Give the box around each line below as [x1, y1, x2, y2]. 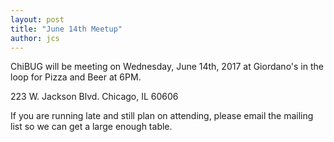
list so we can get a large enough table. [10, 121, 173, 133]
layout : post [10, 14, 65, 25]
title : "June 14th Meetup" [10, 24, 123, 34]
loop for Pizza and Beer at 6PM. [10, 71, 142, 83]
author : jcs [10, 33, 60, 43]
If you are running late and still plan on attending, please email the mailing [10, 110, 314, 122]
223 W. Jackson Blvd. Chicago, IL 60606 [10, 91, 179, 103]
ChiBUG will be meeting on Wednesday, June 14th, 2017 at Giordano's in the [10, 61, 324, 73]
